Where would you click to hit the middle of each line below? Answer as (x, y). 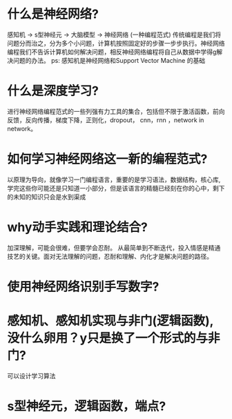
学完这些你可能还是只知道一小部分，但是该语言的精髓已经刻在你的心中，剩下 (116, 188)
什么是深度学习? (53, 91)
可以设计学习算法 (31, 376)
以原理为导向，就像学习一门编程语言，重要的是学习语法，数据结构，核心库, (114, 179)
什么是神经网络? (53, 14)
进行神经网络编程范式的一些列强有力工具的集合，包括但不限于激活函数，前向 (116, 111)
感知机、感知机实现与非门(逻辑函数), (110, 321)
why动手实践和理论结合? (78, 227)
